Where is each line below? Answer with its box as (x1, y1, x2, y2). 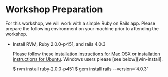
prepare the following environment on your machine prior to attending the (5, 25, 159, 31)
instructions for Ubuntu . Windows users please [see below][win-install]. (12, 56, 163, 62)
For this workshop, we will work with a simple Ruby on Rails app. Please (5, 20, 156, 26)
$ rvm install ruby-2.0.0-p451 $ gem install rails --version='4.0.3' (12, 66, 148, 72)
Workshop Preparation (5, 4, 103, 15)
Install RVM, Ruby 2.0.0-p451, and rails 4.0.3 (12, 41, 106, 47)
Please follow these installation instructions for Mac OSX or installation (12, 51, 161, 57)
